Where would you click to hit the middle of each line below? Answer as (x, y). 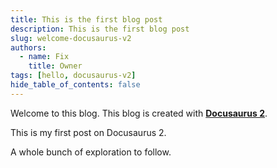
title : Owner (55, 66)
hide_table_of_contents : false (75, 85)
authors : (28, 47)
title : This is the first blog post (86, 19)
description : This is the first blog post (100, 29)
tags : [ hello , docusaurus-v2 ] (73, 76)
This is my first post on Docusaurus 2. (88, 132)
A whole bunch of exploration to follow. (91, 152)
